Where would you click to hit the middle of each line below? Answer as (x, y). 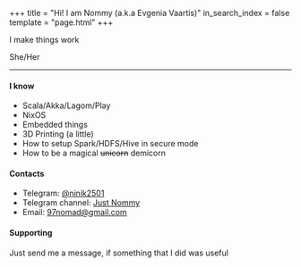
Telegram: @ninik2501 (63, 193)
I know (22, 86)
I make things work (44, 40)
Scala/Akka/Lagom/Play (66, 105)
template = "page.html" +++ (61, 22)
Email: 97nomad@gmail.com (74, 213)
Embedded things (55, 125)
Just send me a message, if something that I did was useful (119, 253)
